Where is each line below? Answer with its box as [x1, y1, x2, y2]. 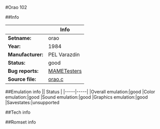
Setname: [8, 35, 31, 41]
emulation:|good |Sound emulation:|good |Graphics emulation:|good [5, 94, 148, 100]
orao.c [48, 76, 63, 82]
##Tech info [5, 109, 30, 115]
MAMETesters [48, 68, 82, 74]
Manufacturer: [8, 51, 44, 58]
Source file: [8, 76, 37, 82]
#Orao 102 [5, 5, 27, 10]
